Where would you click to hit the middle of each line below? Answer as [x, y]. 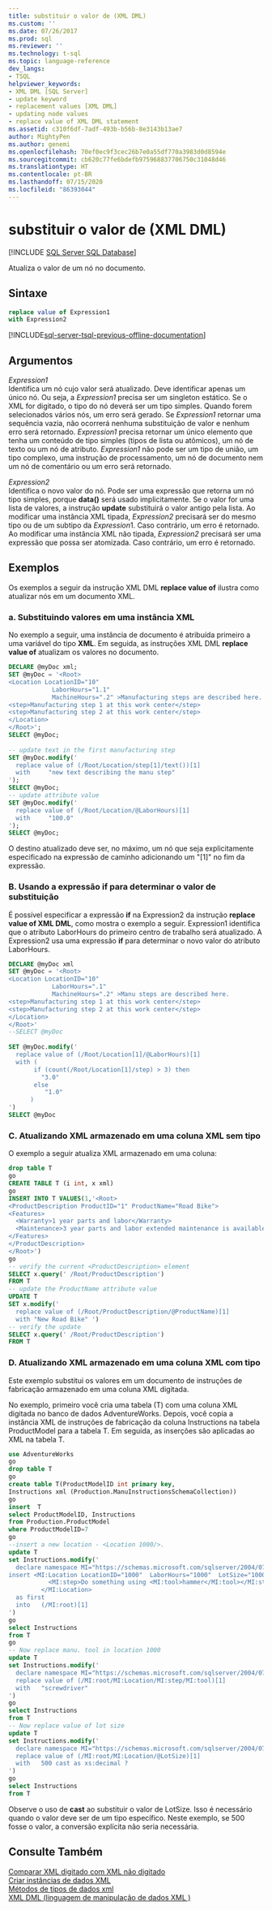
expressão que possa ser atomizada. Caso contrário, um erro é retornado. [132, 543]
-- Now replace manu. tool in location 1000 [85, 1650]
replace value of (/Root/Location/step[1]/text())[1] [108, 765]
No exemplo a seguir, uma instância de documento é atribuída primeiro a [130, 635]
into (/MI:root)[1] [52, 1605]
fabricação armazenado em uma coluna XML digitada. [99, 1389]
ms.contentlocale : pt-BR [50, 175]
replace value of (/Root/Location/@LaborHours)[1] [103, 810]
